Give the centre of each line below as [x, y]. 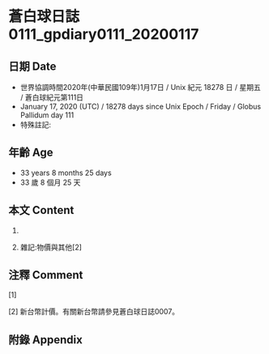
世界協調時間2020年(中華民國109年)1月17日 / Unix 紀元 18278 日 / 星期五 [140, 87]
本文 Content [41, 210]
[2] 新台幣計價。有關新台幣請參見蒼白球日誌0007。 [94, 312]
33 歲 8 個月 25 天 [50, 182]
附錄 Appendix [45, 340]
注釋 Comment [46, 275]
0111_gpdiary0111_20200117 [104, 34]
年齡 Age [31, 153]
